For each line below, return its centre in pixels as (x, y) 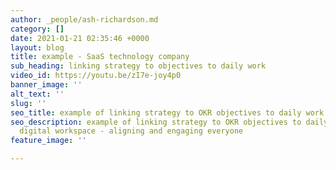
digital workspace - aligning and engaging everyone (131, 131)
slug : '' (28, 103)
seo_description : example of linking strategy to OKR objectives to (156, 122)
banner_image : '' (46, 85)
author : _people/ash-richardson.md (84, 19)
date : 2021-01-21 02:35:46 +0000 (80, 38)
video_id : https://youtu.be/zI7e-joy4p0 (96, 76)
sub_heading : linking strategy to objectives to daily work (138, 66)
